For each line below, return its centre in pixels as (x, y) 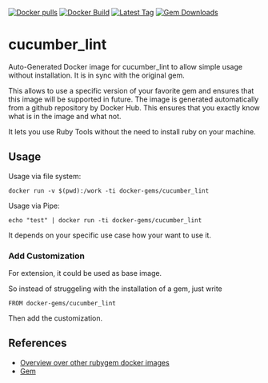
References (38, 343)
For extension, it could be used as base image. (85, 273)
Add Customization (47, 256)
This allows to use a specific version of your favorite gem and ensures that (131, 90)
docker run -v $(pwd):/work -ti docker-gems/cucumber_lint (109, 191)
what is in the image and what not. (65, 116)
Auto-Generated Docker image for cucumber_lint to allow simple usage (125, 66)
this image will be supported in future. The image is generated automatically (134, 99)
